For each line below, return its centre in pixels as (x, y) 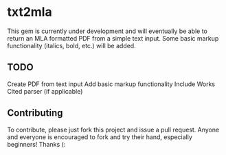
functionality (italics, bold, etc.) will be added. (71, 45)
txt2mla (30, 12)
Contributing (35, 113)
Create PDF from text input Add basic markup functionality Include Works (111, 84)
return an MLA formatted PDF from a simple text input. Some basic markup (113, 38)
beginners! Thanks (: (36, 144)
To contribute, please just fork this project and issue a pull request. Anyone (113, 130)
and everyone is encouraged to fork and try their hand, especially (100, 137)
